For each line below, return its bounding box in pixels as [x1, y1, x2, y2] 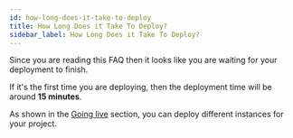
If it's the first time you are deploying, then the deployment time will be [9, 82, 273, 93]
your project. [9, 118, 57, 129]
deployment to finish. [9, 64, 89, 75]
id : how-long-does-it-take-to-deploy [9, 13, 152, 23]
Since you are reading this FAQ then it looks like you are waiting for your [9, 55, 278, 66]
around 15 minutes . [9, 91, 82, 102]
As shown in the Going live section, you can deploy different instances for [9, 109, 285, 120]
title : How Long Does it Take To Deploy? [9, 22, 168, 31]
